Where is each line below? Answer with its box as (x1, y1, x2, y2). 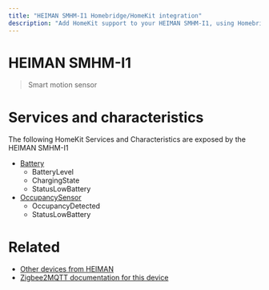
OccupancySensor (19, 193, 82, 203)
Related (8, 238, 60, 256)
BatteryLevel (31, 167, 74, 177)
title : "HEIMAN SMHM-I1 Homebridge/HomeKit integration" (8, 11, 203, 20)
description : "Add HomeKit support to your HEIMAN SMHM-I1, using (8, 19, 235, 27)
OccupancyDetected (31, 201, 101, 211)
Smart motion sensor (27, 80, 98, 90)
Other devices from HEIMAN (19, 264, 114, 274)
